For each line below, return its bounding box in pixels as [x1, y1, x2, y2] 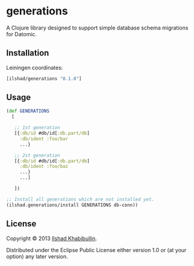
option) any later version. [6, 253, 68, 260]
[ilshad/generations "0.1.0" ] [6, 75, 82, 82]
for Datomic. [6, 30, 37, 37]
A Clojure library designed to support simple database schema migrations [6, 24, 189, 31]
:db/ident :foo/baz [19, 164, 68, 170]
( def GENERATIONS [6, 108, 50, 114]
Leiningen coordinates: [6, 64, 63, 71]
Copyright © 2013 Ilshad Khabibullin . [6, 235, 97, 242]
